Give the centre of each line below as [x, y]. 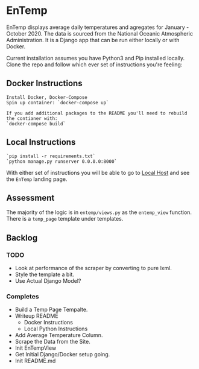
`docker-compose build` [36, 124]
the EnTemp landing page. [37, 179]
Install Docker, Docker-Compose [47, 97]
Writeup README [36, 316]
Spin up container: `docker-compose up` [58, 102]
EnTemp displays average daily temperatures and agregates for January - [98, 27]
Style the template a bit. [44, 274]
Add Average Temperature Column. [59, 335]
